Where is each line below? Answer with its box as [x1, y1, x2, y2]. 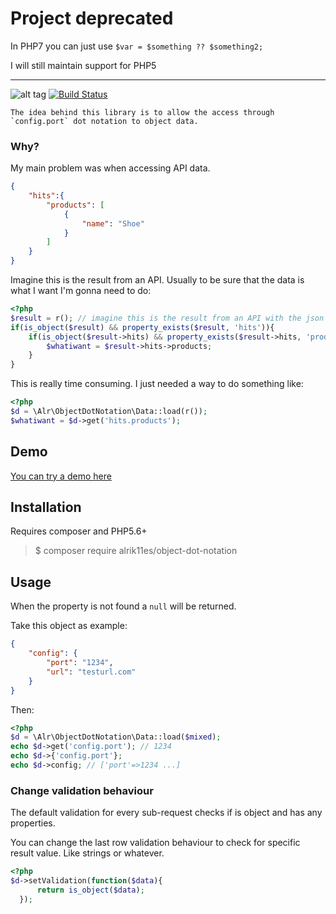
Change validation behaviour [10, 783, 154, 797]
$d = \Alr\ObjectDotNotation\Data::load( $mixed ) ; [10, 732, 222, 742]
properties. [10, 817, 56, 829]
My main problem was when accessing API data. [10, 162, 211, 174]
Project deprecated [10, 7, 174, 30]
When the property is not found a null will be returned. [10, 600, 237, 612]
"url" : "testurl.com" [46, 667, 137, 677]
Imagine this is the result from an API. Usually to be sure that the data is [10, 274, 305, 286]
